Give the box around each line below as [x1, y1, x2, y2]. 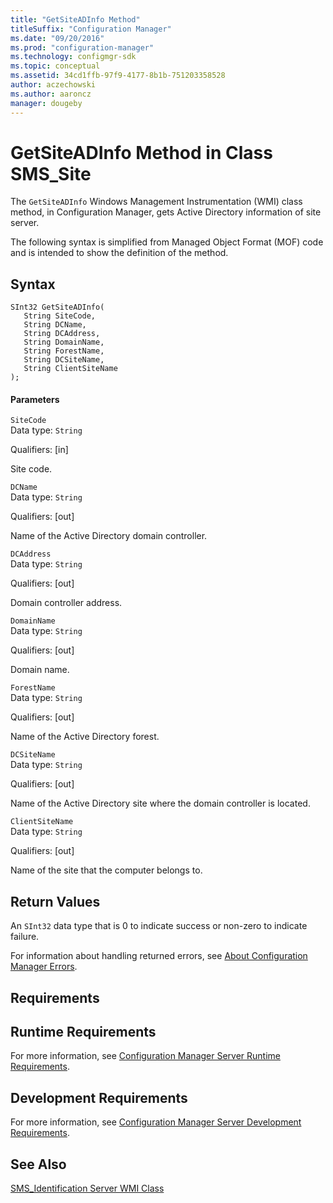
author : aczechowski [10, 80, 97, 90]
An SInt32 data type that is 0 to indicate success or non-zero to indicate [10, 920, 308, 932]
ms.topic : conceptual [10, 61, 101, 71]
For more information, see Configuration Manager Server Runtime [10, 1050, 281, 1062]
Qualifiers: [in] [10, 444, 69, 456]
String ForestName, [23, 346, 105, 356]
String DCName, [23, 320, 87, 330]
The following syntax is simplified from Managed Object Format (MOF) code [10, 236, 324, 248]
